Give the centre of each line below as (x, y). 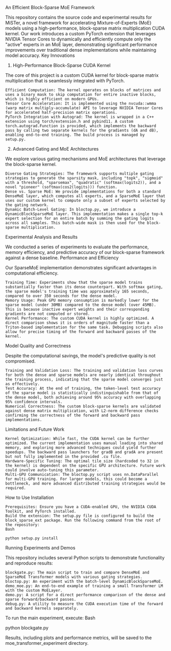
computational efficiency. (32, 273)
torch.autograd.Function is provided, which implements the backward (81, 126)
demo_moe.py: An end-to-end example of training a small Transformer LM (84, 586)
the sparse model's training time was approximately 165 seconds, (77, 291)
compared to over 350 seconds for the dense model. (61, 296)
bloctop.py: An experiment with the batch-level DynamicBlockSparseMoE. (84, 581)
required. (16, 488)
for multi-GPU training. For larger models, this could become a (76, 479)
